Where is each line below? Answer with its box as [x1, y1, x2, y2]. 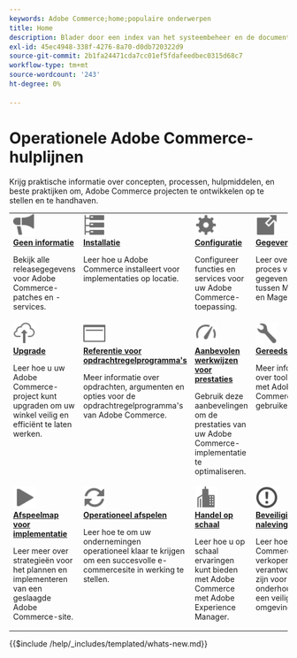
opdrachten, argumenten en [82, 381, 185, 392]
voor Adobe [12, 273, 56, 284]
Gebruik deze [194, 390, 244, 402]
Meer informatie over [82, 371, 160, 382]
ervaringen [194, 555, 235, 565]
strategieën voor [12, 555, 73, 565]
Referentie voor [82, 345, 142, 356]
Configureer [194, 255, 239, 265]
